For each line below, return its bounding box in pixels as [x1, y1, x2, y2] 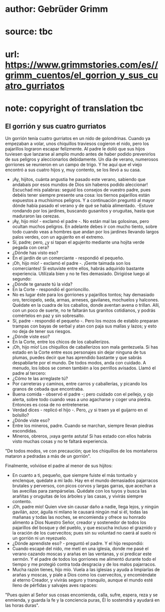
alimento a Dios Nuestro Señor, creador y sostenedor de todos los [12, 519, 146, 525]
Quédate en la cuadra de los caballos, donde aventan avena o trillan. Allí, [12, 302, 160, 308]
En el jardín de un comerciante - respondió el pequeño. [12, 255, 124, 261]
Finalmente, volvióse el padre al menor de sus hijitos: [5, 463, 113, 468]
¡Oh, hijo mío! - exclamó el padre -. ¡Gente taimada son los [12, 260, 131, 266]
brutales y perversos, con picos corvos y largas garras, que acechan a [12, 482, 156, 489]
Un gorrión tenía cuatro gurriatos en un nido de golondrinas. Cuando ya [5, 135, 151, 141]
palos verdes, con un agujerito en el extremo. [12, 234, 104, 240]
